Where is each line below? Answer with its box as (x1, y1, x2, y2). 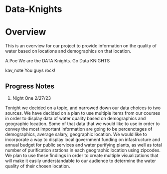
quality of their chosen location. (5, 163, 71, 169)
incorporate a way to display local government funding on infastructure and (5, 136, 161, 143)
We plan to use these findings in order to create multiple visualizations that (5, 152, 159, 158)
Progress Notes (5, 82, 55, 90)
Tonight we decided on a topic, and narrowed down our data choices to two (5, 105, 161, 111)
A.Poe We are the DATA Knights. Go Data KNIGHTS (5, 58, 110, 64)
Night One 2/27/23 (12, 95, 51, 101)
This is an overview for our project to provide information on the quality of (5, 43, 157, 49)
